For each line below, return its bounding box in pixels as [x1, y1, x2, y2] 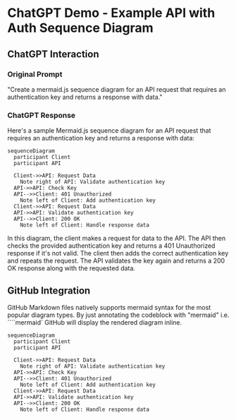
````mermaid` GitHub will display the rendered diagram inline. [7, 318, 182, 326]
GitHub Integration [7, 284, 91, 296]
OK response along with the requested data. [7, 264, 136, 272]
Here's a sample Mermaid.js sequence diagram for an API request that [7, 126, 211, 135]
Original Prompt [7, 69, 63, 79]
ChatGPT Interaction [7, 48, 99, 60]
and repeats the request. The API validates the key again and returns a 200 [7, 256, 225, 265]
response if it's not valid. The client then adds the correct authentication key [7, 249, 229, 258]
